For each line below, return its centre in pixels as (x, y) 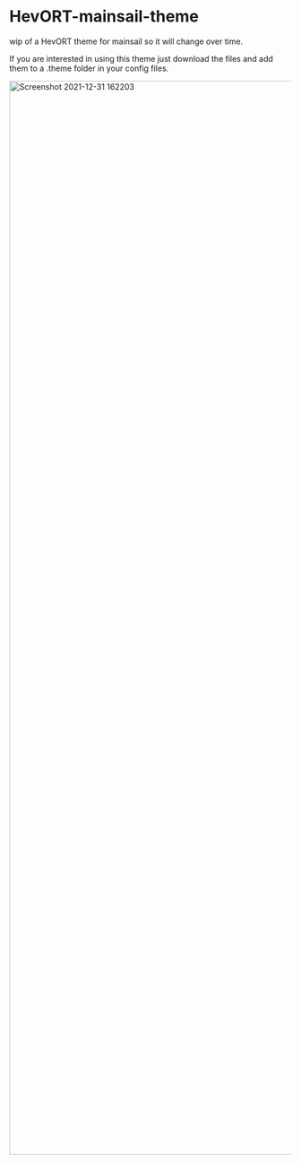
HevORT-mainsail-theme (104, 17)
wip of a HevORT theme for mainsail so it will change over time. (126, 41)
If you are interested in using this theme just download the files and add (141, 58)
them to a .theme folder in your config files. (89, 68)
